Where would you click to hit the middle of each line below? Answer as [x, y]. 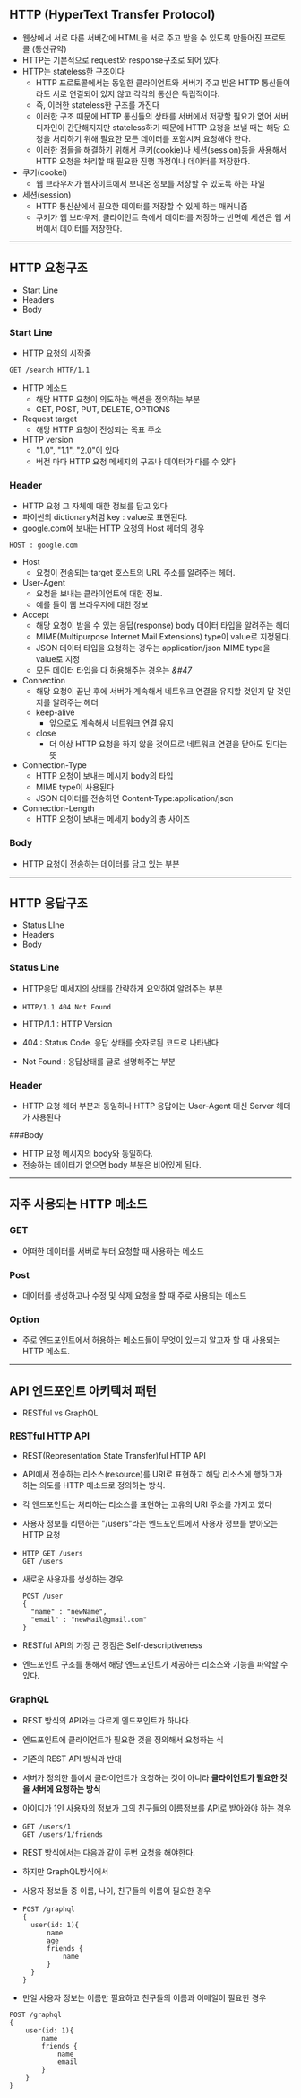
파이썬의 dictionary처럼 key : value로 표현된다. [105, 517]
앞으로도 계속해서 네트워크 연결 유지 [112, 723]
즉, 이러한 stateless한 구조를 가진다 [97, 105]
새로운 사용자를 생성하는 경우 [73, 1579]
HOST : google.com [43, 546]
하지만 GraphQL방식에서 [65, 1871]
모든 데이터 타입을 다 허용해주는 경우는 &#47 [114, 670]
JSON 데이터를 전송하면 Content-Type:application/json [134, 798]
